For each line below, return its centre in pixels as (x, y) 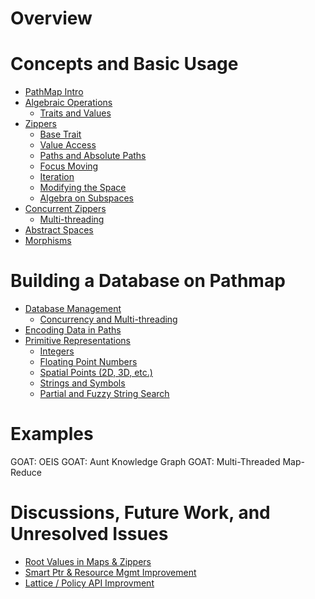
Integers (57, 351)
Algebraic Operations (68, 103)
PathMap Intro (54, 92)
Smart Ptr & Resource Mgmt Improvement (110, 572)
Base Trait (60, 134)
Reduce (26, 472)
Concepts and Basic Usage (124, 64)
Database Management (73, 309)
